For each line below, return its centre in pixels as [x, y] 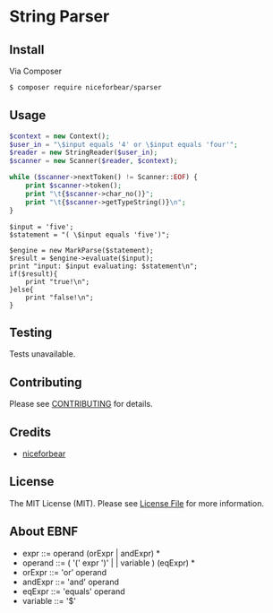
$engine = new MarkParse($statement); [81, 250]
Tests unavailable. [43, 354]
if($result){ [34, 274]
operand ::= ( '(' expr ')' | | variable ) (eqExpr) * [108, 563]
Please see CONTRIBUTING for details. [81, 404]
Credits [30, 432]
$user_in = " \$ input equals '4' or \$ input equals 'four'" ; [124, 144]
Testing [31, 332]
